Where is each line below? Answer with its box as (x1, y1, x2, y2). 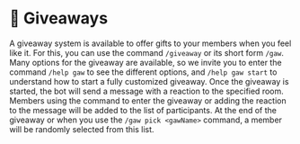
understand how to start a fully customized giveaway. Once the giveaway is (9, 76, 289, 86)
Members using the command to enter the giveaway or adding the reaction (9, 94, 287, 106)
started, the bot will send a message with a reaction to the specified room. (9, 85, 285, 96)
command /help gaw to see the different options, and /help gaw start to (9, 67, 278, 77)
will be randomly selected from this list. (9, 123, 154, 134)
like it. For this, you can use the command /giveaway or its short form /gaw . (9, 47, 285, 58)
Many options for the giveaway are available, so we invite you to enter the (9, 57, 282, 67)
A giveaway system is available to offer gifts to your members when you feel (9, 38, 292, 49)
